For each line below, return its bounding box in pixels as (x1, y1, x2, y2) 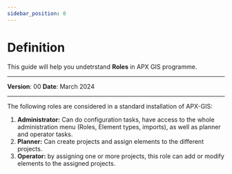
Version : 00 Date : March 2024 (7, 82, 95, 90)
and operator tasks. (17, 130, 73, 138)
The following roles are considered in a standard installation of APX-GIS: (7, 102, 213, 110)
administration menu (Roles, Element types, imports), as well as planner (17, 122, 221, 131)
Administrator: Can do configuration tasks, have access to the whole (17, 115, 215, 124)
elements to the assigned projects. (17, 159, 116, 167)
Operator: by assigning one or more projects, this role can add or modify (17, 152, 224, 160)
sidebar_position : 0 (7, 10, 67, 17)
